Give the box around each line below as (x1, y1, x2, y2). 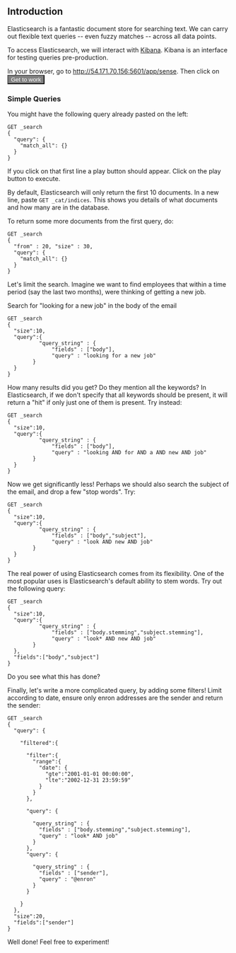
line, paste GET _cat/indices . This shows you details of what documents (7, 196, 218, 204)
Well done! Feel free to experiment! (7, 937, 110, 947)
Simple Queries (7, 93, 61, 103)
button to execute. (7, 175, 61, 183)
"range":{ (33, 758, 61, 766)
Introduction (7, 6, 64, 18)
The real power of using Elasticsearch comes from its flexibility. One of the (7, 570, 225, 578)
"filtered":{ (20, 739, 59, 747)
